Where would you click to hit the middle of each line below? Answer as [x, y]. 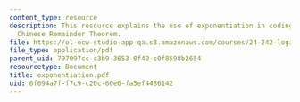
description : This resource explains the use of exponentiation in [137, 26]
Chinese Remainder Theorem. [70, 34]
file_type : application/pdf [62, 51]
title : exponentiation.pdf [59, 75]
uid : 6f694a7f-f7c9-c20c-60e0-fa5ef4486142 [92, 83]
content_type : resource [54, 17]
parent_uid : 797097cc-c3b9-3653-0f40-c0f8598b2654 [105, 59]
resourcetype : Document [54, 67]
